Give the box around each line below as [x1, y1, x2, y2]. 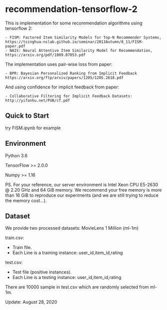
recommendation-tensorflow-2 [5, 3, 138, 15]
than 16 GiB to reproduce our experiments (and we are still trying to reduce [5, 192, 159, 198]
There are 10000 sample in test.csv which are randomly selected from [5, 284, 149, 290]
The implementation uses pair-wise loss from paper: [5, 61, 113, 67]
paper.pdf [5, 43, 26, 48]
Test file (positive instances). [12, 269, 72, 275]
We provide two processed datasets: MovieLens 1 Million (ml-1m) [5, 225, 139, 231]
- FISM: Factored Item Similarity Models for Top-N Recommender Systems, [5, 35, 162, 40]
